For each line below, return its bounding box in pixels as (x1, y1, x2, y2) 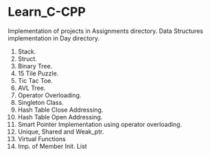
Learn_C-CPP (8, 4, 86, 20)
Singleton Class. (17, 98, 64, 106)
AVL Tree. (17, 84, 46, 92)
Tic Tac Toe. (17, 76, 54, 84)
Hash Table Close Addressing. (17, 106, 104, 114)
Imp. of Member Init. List (17, 142, 88, 150)
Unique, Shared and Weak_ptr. (17, 128, 104, 136)
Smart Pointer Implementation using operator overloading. (17, 120, 183, 128)
